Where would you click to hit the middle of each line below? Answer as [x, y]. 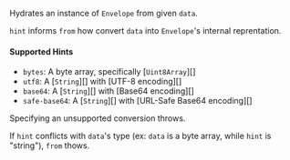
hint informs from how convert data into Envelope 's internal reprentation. [145, 30]
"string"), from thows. [50, 145]
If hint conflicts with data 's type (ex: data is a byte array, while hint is [140, 136]
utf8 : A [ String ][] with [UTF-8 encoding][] [102, 82]
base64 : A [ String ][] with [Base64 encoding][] [108, 91]
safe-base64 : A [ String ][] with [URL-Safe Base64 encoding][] [137, 101]
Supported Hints [41, 51]
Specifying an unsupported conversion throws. [98, 118]
